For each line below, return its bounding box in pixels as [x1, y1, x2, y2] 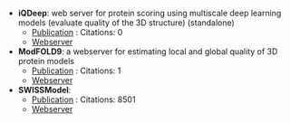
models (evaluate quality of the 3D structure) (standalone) [17, 17, 236, 28]
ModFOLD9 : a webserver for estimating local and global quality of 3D [17, 46, 278, 57]
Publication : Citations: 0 [31, 27, 123, 37]
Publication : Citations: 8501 [31, 94, 136, 105]
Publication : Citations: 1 [31, 65, 121, 76]
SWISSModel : [17, 85, 72, 95]
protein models [17, 56, 75, 66]
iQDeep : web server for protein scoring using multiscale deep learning [17, 8, 282, 18]
